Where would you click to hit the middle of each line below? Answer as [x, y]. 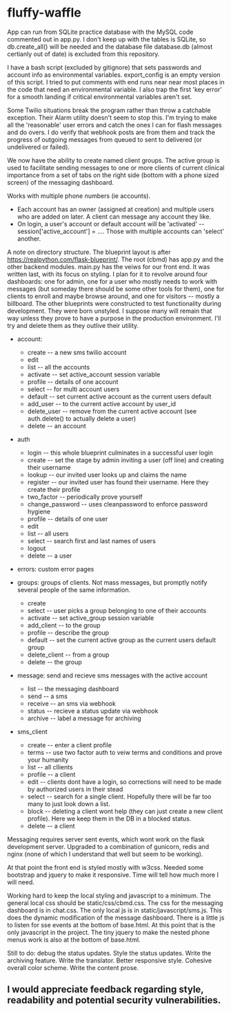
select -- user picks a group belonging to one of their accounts [117, 610]
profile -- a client [51, 774]
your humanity [48, 760]
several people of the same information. [74, 590]
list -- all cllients [50, 767]
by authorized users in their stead [75, 789]
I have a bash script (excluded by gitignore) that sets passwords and [104, 67]
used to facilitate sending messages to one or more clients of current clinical [116, 167]
